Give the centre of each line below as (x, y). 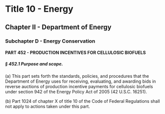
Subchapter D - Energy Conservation (50, 41)
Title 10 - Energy (39, 9)
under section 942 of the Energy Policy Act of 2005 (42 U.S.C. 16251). (76, 92)
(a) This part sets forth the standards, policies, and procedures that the (77, 76)
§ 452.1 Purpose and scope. (34, 64)
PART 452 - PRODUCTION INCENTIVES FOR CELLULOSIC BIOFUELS (76, 53)
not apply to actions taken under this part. (48, 107)
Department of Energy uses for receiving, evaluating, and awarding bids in (81, 81)
